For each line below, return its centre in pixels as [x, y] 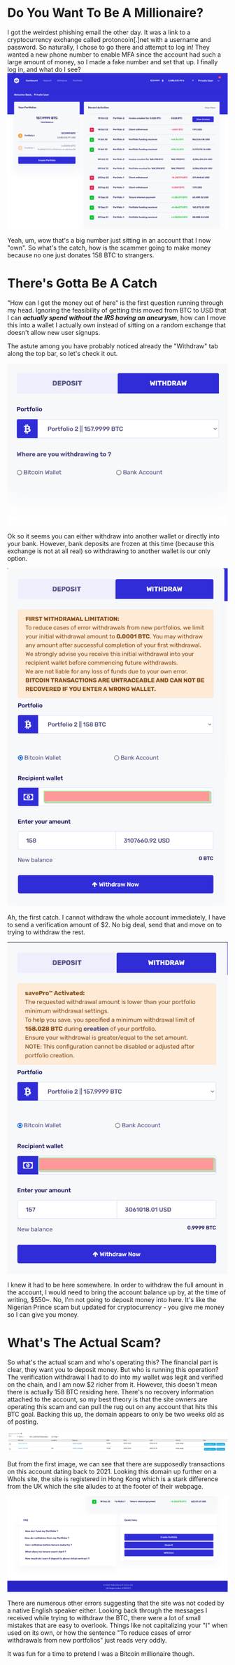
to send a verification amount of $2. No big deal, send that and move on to [115, 924]
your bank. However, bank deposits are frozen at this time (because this [111, 543]
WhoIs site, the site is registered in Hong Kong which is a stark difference [113, 1479]
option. [17, 558]
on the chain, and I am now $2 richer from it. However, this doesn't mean [112, 1384]
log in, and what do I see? [44, 69]
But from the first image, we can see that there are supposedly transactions [116, 1464]
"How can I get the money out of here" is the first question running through [115, 303]
